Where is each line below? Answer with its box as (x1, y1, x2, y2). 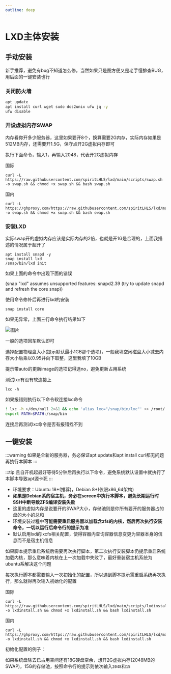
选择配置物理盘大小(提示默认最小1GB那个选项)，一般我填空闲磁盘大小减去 (5, 349, 159, 355)
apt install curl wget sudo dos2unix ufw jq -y (5, 104, 108, 109)
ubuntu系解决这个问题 (5, 560, 52, 567)
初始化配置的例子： (5, 646, 46, 652)
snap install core (5, 306, 44, 312)
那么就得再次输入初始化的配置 (14, 578, 77, 584)
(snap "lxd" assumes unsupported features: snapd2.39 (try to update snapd (5, 280, 164, 287)
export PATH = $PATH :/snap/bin (5, 411, 67, 416)
